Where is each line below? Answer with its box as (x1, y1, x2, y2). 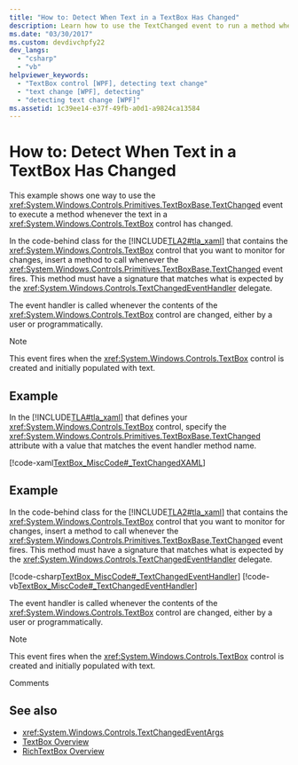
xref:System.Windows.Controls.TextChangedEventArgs (21, 727, 224, 737)
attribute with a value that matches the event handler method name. (9, 440, 257, 451)
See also (9, 703, 58, 719)
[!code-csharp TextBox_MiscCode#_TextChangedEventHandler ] (9, 571, 241, 581)
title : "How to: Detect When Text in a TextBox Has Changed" (9, 12, 240, 22)
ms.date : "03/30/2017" (9, 29, 93, 38)
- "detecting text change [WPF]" (17, 95, 141, 105)
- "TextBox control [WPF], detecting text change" (17, 79, 208, 88)
